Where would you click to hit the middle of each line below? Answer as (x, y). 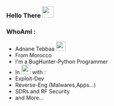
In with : (30, 72)
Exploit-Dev (30, 79)
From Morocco (33, 55)
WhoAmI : (21, 31)
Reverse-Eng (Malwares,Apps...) (55, 85)
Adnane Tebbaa (35, 49)
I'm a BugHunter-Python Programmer (62, 62)
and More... (29, 98)
